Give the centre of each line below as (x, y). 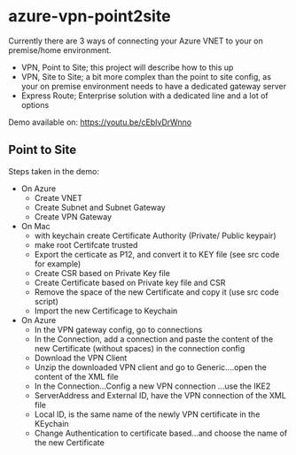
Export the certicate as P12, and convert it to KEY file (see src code (157, 254)
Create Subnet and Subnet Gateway (100, 207)
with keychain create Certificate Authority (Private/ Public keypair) (155, 235)
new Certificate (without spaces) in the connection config (140, 348)
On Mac (35, 226)
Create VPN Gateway (73, 216)
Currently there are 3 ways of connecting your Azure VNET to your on (136, 41)
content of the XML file (76, 376)
